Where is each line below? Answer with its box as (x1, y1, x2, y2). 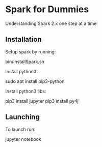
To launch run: (5, 126, 36, 132)
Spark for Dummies (5, 4, 89, 15)
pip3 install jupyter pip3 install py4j (5, 98, 79, 104)
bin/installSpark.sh (5, 58, 45, 65)
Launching (5, 113, 40, 122)
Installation (5, 35, 42, 44)
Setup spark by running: (5, 48, 56, 54)
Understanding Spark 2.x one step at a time (5, 20, 97, 26)
